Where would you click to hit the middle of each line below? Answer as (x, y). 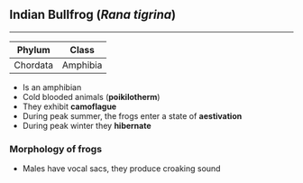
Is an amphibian (52, 87)
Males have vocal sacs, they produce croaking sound (121, 169)
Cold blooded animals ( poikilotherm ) (91, 96)
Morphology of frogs (55, 149)
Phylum (34, 50)
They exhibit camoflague (69, 106)
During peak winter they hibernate (87, 125)
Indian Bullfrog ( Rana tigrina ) (93, 15)
